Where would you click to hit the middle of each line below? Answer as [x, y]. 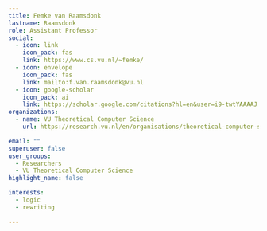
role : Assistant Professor [53, 30]
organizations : [33, 112]
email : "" [25, 141]
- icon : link [37, 45]
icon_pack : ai [46, 97]
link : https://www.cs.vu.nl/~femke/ [83, 61]
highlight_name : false [46, 178]
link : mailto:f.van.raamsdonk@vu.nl [83, 82]
